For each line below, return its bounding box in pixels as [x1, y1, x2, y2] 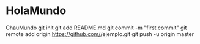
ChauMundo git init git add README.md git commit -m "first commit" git [6, 24, 187, 31]
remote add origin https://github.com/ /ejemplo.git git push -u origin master [6, 30, 194, 37]
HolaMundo [6, 4, 67, 18]
